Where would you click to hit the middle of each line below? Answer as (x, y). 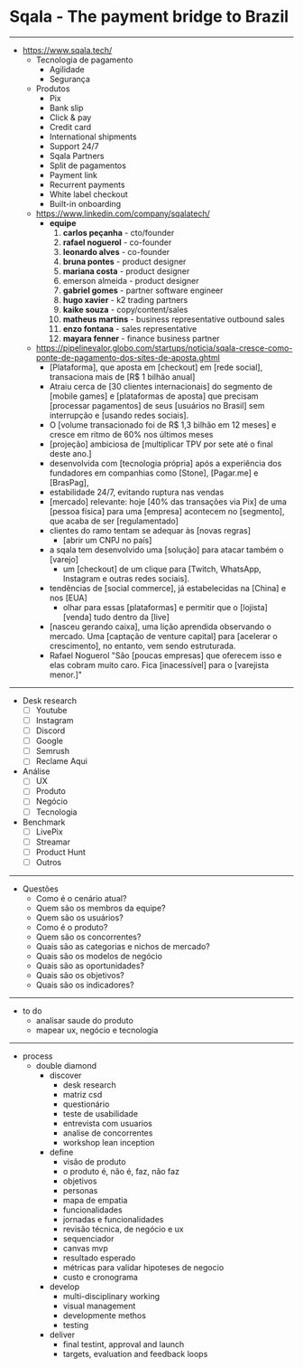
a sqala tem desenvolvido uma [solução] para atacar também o (166, 550)
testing (76, 1325)
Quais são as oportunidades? (90, 966)
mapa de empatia (95, 1200)
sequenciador (88, 1238)
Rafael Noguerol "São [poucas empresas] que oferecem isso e (165, 655)
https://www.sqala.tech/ (67, 50)
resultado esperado (99, 1258)
